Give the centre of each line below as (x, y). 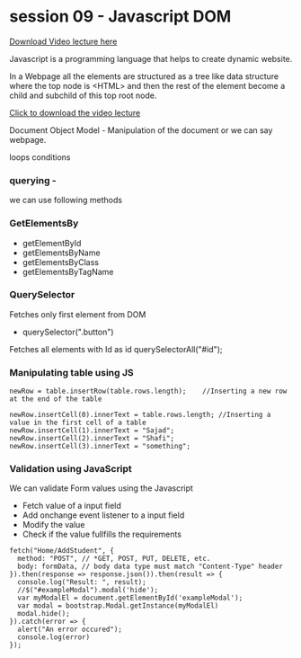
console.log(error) (54, 637)
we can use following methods (66, 200)
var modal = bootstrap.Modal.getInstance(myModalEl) (118, 606)
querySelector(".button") (68, 332)
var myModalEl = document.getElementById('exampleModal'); (130, 598)
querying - (33, 180)
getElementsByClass (60, 262)
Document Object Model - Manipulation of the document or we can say (141, 130)
